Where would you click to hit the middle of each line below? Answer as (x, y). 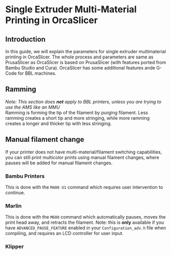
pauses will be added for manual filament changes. (59, 163)
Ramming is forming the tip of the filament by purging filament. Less (77, 112)
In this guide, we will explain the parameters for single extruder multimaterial (86, 51)
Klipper (15, 247)
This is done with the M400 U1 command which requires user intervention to (84, 187)
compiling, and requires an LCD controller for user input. (65, 233)
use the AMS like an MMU (33, 107)
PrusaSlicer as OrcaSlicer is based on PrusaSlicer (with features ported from (86, 62)
